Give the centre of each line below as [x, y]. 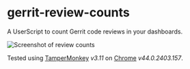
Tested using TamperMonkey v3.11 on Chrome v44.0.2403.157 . [95, 58]
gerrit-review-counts [68, 13]
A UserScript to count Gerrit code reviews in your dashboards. [95, 31]
